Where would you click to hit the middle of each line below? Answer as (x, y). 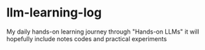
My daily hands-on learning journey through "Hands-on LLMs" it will (103, 32)
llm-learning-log (54, 13)
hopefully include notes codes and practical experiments (87, 38)
